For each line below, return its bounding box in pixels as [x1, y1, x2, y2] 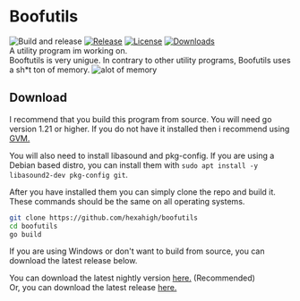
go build [9, 230, 42, 238]
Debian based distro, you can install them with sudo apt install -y [9, 159, 258, 171]
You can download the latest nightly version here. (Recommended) [9, 272, 255, 283]
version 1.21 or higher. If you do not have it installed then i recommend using [9, 123, 290, 134]
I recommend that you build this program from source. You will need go [9, 113, 272, 124]
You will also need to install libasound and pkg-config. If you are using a [9, 150, 275, 161]
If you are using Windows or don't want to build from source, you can [9, 246, 265, 256]
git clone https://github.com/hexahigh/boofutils [9, 213, 199, 222]
